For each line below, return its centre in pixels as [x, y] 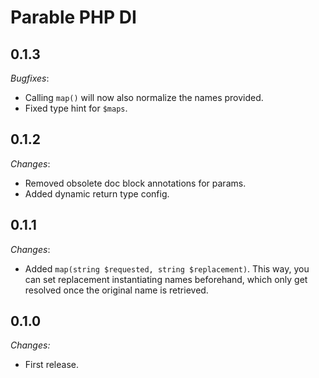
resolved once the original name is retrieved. [116, 290]
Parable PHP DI [73, 17]
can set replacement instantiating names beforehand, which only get [166, 279]
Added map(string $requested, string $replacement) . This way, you [167, 268]
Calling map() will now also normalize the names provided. [144, 97]
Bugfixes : [30, 78]
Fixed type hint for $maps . [76, 108]
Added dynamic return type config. [97, 193]
